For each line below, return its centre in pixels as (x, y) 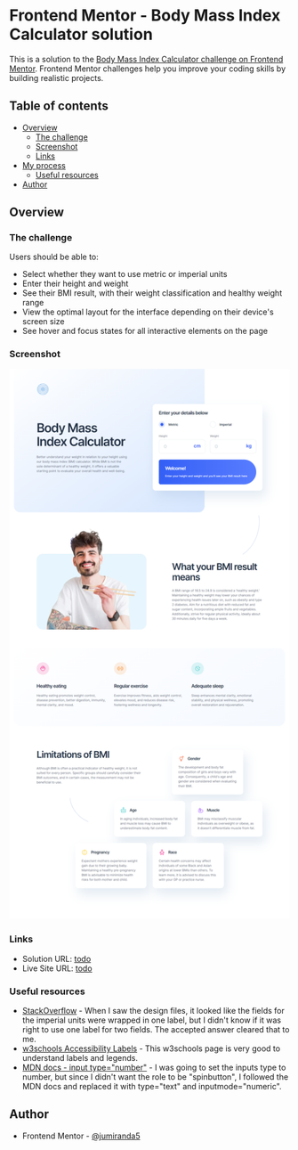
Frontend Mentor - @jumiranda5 (81, 1136)
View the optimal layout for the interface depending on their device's (148, 312)
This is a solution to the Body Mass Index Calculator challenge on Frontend (146, 59)
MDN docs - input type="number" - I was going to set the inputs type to (154, 1068)
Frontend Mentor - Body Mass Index (145, 16)
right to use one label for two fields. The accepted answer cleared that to (156, 1030)
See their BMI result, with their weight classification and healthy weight (152, 293)
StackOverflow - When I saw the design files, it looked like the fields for (153, 1011)
